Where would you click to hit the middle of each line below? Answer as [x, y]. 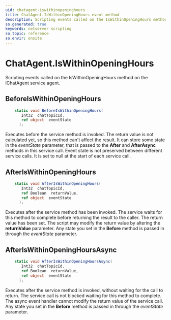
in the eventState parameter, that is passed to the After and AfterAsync [81, 145]
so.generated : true [26, 24]
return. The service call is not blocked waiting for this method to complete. [83, 296]
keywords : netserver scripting [38, 29]
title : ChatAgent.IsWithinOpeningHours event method [62, 15]
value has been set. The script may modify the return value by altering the [83, 223]
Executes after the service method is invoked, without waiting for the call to [84, 290]
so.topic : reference [27, 34]
